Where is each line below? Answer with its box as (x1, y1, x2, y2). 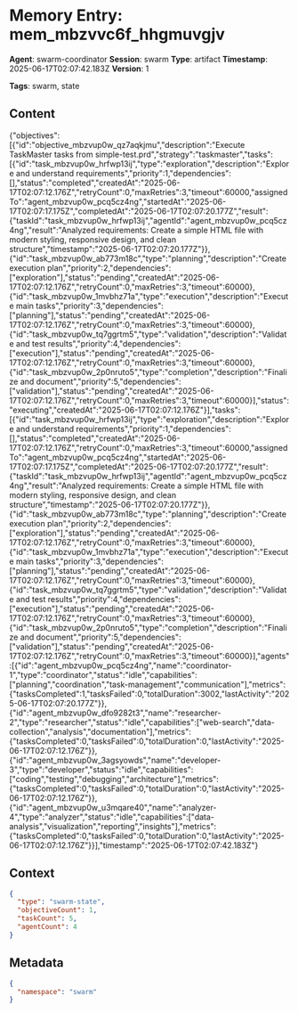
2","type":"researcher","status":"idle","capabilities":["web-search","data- (9, 716, 276, 727)
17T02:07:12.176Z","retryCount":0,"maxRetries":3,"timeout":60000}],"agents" (9, 650, 290, 661)
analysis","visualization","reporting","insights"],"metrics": (9, 820, 217, 831)
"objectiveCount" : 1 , (17, 906, 98, 915)
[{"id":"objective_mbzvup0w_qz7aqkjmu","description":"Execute (9, 139, 246, 150)
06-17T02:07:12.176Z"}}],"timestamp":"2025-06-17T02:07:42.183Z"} (9, 839, 259, 851)
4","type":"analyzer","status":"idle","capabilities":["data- (9, 812, 215, 822)
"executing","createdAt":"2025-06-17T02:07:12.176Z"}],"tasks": (9, 404, 241, 415)
